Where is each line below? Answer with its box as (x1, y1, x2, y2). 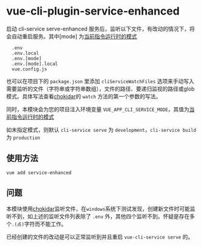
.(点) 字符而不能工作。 (11, 220, 67, 227)
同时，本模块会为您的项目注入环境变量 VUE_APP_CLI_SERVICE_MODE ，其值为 (6, 105, 189, 113)
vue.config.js (11, 66, 47, 72)
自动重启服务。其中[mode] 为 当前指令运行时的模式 (11, 32, 137, 40)
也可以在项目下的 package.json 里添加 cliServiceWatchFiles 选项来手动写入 (6, 77, 195, 84)
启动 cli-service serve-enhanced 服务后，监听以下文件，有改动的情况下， (6, 25, 190, 32)
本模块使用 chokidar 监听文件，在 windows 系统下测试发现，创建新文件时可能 (6, 205, 191, 212)
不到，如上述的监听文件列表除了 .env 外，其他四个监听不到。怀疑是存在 (11, 213, 190, 220)
